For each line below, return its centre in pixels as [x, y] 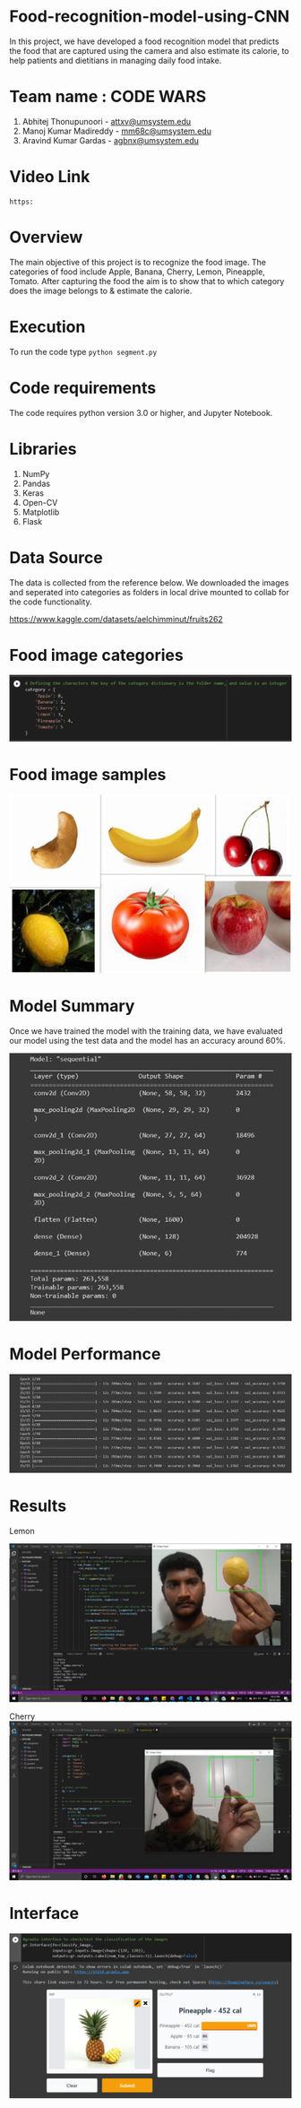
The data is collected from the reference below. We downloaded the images [149, 582]
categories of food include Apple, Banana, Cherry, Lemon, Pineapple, [138, 272]
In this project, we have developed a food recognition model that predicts [144, 41]
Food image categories [96, 655]
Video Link [50, 177]
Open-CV [40, 502]
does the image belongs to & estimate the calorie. [101, 291]
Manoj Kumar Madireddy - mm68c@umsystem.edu [117, 131]
